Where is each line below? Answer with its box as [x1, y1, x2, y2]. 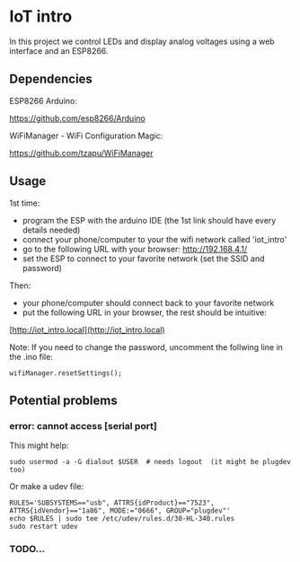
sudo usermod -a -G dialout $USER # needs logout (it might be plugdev [9, 458, 292, 467]
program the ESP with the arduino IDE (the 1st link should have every [22, 215, 277, 225]
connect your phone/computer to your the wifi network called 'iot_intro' [22, 233, 287, 244]
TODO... [9, 543, 46, 556]
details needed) [22, 224, 81, 235]
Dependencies [9, 72, 93, 87]
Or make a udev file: [9, 481, 84, 492]
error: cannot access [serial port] [9, 419, 157, 432]
